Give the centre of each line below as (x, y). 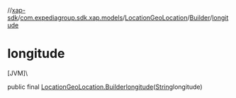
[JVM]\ (18, 73)
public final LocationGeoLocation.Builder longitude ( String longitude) (105, 87)
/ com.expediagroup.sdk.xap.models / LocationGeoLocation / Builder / (115, 18)
